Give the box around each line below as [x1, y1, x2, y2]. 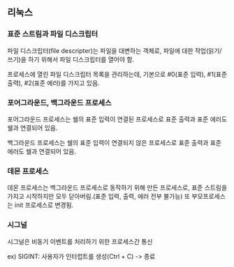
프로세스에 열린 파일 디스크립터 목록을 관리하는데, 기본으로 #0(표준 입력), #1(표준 [7, 70, 228, 78]
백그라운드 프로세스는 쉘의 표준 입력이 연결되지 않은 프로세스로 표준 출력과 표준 [7, 138, 222, 146]
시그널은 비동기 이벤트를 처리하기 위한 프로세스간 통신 [7, 237, 153, 245]
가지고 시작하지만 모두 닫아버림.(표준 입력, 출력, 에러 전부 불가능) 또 [7, 192, 191, 201]
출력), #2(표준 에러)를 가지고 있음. [7, 79, 100, 87]
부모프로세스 [191, 192, 226, 201]
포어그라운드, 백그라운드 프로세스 [7, 98, 112, 107]
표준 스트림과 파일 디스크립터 [7, 29, 98, 39]
